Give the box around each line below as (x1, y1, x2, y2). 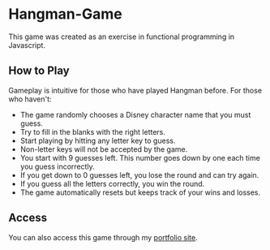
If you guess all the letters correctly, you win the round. (19, 179, 205, 188)
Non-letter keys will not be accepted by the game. (19, 144, 188, 154)
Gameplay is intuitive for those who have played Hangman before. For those (8, 85, 262, 95)
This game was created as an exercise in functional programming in (8, 32, 235, 41)
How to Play (8, 64, 71, 78)
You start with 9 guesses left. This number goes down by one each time (19, 153, 261, 162)
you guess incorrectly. (19, 162, 95, 171)
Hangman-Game (8, 5, 123, 24)
